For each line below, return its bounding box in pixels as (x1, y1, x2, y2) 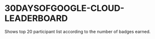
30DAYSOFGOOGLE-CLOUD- (4, 3, 124, 14)
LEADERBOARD (4, 13, 68, 24)
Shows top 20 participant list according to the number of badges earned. (4, 29, 151, 34)
